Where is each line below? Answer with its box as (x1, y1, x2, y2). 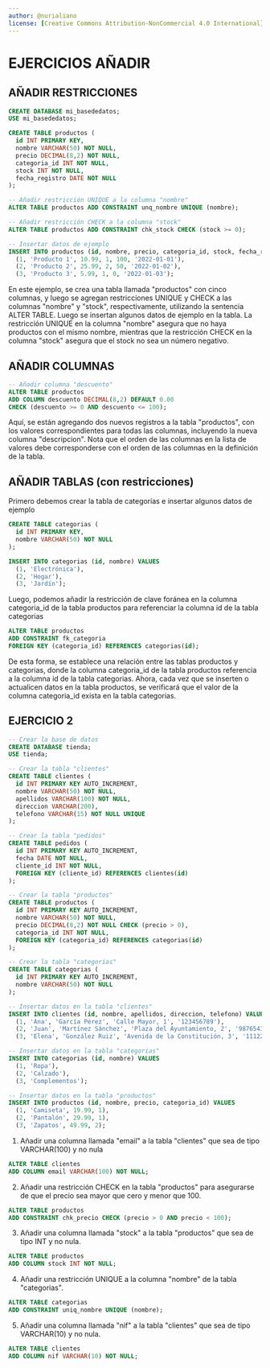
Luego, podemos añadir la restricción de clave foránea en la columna (8, 595, 238, 604)
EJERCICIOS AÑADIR (8, 54, 151, 72)
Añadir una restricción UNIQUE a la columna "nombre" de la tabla (19, 1275, 237, 1284)
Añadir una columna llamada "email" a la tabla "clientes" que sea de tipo (19, 1135, 260, 1145)
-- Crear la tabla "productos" (8, 891, 113, 900)
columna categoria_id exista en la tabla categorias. (8, 690, 177, 700)
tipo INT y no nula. (19, 1237, 82, 1246)
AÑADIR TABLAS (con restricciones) (8, 475, 194, 488)
